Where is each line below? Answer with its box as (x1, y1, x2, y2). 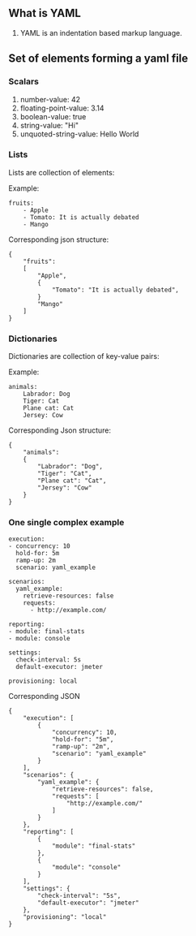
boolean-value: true (19, 111, 87, 121)
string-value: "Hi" (19, 120, 79, 130)
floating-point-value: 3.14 (19, 103, 104, 113)
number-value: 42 (19, 94, 81, 104)
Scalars (8, 76, 39, 88)
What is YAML (8, 6, 81, 20)
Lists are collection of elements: (8, 167, 115, 177)
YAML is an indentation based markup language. (19, 28, 182, 37)
